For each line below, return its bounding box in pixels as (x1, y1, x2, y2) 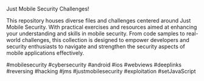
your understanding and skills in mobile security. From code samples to (6, 30, 185, 37)
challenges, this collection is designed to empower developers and (21, 37, 190, 43)
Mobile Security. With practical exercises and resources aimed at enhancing (6, 24, 197, 30)
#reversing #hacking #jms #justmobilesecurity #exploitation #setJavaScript (6, 68, 196, 75)
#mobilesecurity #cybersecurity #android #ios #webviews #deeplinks (6, 61, 181, 68)
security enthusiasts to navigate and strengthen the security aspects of (6, 43, 186, 50)
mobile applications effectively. (6, 49, 85, 57)
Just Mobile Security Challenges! (6, 5, 90, 12)
